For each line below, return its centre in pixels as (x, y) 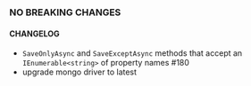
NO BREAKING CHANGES (65, 12)
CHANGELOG (34, 34)
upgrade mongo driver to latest (79, 72)
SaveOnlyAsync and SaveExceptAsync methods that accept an (132, 53)
